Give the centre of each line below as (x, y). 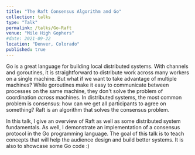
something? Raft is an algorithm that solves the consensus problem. (88, 109)
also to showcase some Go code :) (48, 146)
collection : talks (28, 17)
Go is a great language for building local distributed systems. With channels (97, 66)
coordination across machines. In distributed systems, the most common (94, 97)
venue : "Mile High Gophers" (40, 33)
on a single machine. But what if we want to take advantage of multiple (91, 78)
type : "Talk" (22, 22)
